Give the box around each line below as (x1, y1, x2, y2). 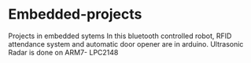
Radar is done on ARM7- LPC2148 (8, 47, 119, 57)
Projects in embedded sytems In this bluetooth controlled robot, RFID (8, 31, 232, 40)
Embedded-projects (8, 5, 142, 23)
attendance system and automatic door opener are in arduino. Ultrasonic (8, 39, 244, 48)
